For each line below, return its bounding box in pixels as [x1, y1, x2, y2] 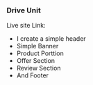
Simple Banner [16, 42, 59, 50]
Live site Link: [6, 21, 46, 30]
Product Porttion [16, 49, 64, 57]
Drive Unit [6, 6, 41, 15]
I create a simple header [16, 35, 86, 43]
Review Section [16, 64, 61, 73]
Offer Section [16, 57, 56, 65]
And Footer [16, 71, 49, 79]
